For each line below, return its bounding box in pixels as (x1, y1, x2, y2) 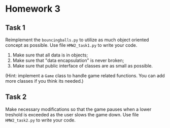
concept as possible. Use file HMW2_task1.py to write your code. (5, 42, 138, 48)
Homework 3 (5, 3, 61, 15)
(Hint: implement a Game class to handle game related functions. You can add (5, 73, 165, 79)
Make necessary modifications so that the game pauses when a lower (5, 106, 152, 112)
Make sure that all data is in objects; (12, 52, 88, 58)
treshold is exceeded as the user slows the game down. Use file (5, 111, 139, 117)
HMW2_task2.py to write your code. (5, 117, 76, 123)
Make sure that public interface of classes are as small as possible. (12, 63, 153, 69)
